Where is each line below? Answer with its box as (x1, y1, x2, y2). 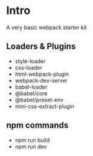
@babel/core (14, 89, 48, 97)
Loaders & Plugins (6, 41, 76, 52)
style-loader (14, 57, 46, 64)
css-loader (14, 64, 42, 71)
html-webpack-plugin (14, 70, 69, 78)
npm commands (6, 120, 69, 131)
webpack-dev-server (14, 76, 68, 84)
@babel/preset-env (14, 96, 64, 103)
